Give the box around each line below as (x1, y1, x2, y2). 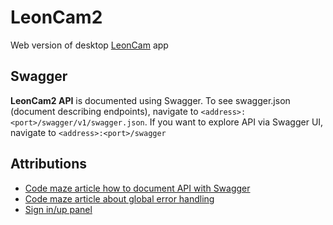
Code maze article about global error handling (24, 192, 215, 205)
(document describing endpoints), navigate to (10, 105, 199, 117)
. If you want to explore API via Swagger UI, (144, 116, 324, 128)
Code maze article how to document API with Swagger (24, 182, 251, 194)
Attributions (10, 156, 88, 173)
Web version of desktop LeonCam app (10, 39, 169, 51)
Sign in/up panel (24, 203, 93, 215)
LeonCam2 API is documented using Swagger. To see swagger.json (10, 94, 291, 106)
